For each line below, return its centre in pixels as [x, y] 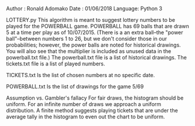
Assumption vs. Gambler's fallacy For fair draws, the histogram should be [95, 98]
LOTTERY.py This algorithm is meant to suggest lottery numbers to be [90, 20]
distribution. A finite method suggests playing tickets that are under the [92, 110]
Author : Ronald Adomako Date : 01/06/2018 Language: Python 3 [84, 9]
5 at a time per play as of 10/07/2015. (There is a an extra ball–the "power [95, 32]
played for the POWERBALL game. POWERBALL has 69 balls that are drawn [98, 26]
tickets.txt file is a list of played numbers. [56, 64]
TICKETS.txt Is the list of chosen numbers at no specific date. [80, 75]
